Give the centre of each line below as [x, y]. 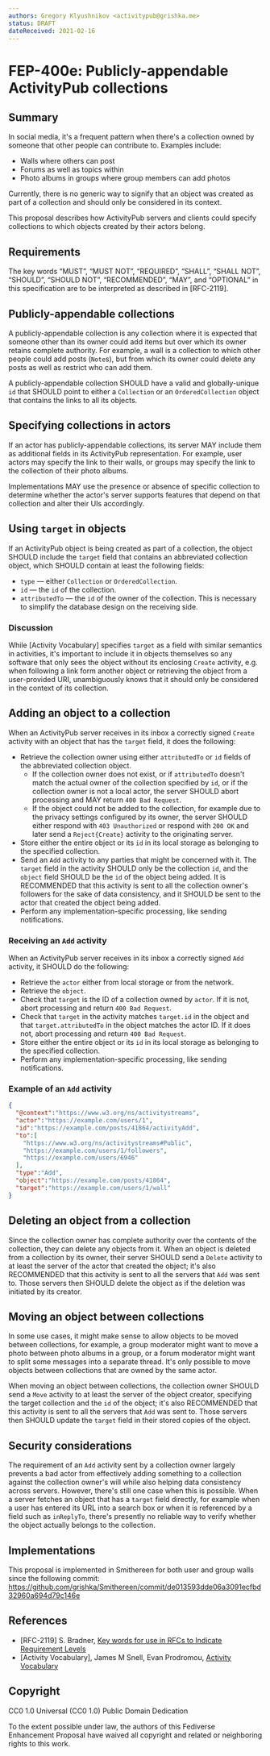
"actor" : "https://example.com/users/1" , [84, 1121]
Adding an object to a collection [89, 713]
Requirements [44, 252]
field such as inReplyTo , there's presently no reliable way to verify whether [132, 1517]
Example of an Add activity [60, 1088]
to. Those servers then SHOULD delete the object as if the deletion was [127, 1283]
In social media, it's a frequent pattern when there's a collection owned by [131, 137]
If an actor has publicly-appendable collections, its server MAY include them [135, 445]
